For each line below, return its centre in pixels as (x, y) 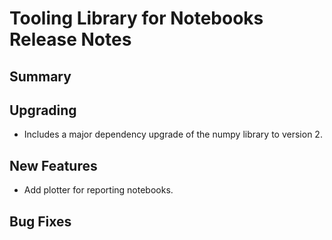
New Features (53, 165)
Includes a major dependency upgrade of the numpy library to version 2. (173, 134)
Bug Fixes (40, 221)
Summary (40, 76)
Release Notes (70, 39)
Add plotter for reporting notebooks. (98, 190)
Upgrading (43, 110)
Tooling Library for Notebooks (136, 18)
